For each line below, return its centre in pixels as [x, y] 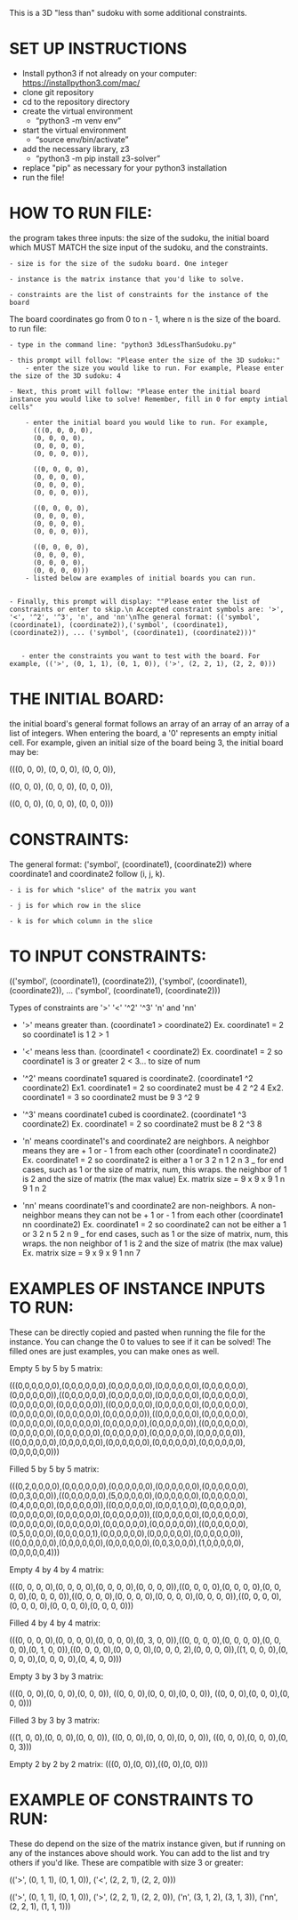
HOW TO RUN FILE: [81, 213]
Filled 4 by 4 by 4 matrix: [55, 1623]
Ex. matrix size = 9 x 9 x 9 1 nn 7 [81, 1252]
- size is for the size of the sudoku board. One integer [119, 263]
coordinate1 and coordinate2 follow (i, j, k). [87, 873]
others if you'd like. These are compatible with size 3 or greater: [126, 1862]
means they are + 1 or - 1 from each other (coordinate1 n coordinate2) [149, 1150]
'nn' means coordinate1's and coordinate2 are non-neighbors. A [139, 1205]
